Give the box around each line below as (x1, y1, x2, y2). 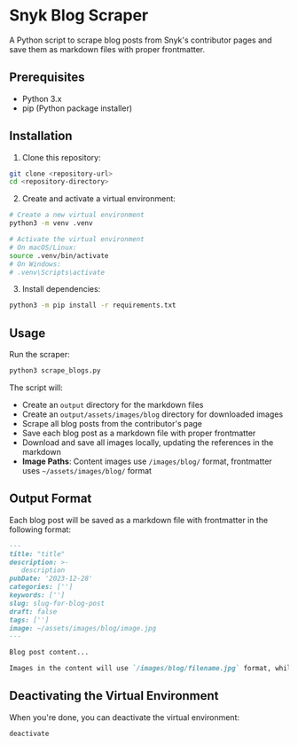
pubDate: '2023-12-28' (9, 574, 93, 584)
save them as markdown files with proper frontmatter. (9, 43, 206, 54)
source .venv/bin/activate (9, 251, 109, 260)
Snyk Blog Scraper (9, 5, 149, 26)
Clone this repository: (21, 152, 101, 162)
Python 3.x (21, 93, 62, 104)
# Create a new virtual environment (9, 210, 145, 220)
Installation (9, 129, 73, 144)
